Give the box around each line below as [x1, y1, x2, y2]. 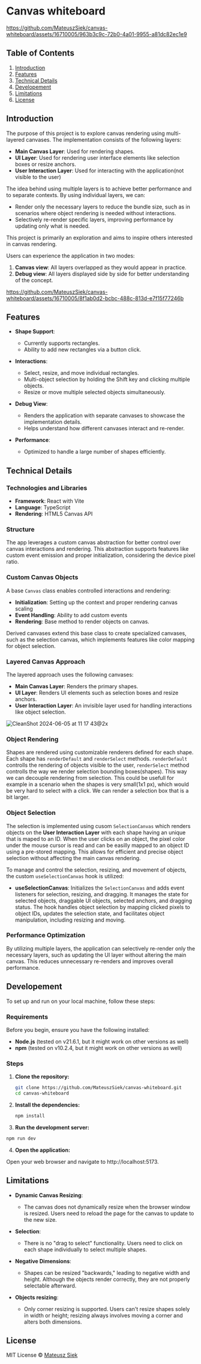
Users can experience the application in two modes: [6, 252, 135, 259]
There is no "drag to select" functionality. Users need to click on [23, 1239, 183, 1246]
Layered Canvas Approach [6, 657, 86, 665]
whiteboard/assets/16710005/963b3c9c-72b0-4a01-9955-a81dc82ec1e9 [6, 30, 187, 37]
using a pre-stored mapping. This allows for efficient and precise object [6, 848, 184, 855]
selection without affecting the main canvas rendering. [6, 854, 141, 861]
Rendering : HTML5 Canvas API [14, 511, 93, 518]
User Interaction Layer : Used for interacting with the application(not [14, 167, 184, 174]
